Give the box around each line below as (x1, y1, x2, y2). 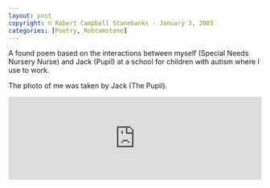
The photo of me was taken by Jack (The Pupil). (8, 81, 168, 90)
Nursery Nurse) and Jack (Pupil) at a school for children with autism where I (8, 57, 260, 66)
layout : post (8, 11, 52, 20)
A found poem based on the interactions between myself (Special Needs (8, 49, 249, 58)
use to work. (8, 66, 50, 75)
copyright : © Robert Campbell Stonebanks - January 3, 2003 (8, 19, 215, 27)
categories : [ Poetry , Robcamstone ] (8, 26, 128, 34)
